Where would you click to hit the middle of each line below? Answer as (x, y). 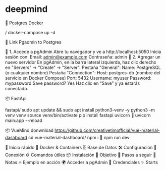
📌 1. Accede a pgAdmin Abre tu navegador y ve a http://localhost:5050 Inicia (83, 52)
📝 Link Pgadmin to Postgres (33, 42)
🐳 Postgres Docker (24, 23)
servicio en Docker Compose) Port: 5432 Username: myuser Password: (78, 78)
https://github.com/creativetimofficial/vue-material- (107, 130)
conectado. (17, 88)
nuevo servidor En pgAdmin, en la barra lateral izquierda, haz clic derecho (81, 62)
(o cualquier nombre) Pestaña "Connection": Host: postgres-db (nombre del (83, 72)
